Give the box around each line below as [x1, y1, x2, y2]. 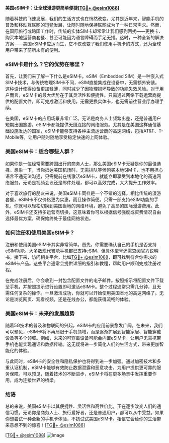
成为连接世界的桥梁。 [14, 377, 58, 383]
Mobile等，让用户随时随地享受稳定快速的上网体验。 [5, 134, 112, 140]
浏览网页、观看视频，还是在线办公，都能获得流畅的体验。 [14, 296, 133, 302]
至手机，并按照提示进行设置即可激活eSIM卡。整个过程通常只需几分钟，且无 [5, 283, 161, 289]
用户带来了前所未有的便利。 [5, 47, 63, 53]
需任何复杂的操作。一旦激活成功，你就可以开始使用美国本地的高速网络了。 [5, 289, 159, 296]
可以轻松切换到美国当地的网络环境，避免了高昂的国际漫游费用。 [22, 202, 155, 208]
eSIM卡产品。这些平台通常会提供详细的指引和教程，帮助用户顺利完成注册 [5, 260, 157, 266]
